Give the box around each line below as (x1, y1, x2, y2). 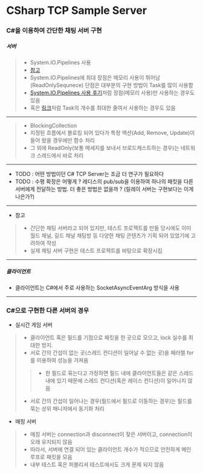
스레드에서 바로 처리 (36, 152, 84, 159)
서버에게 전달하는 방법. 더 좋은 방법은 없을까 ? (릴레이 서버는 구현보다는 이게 (14, 186, 194, 193)
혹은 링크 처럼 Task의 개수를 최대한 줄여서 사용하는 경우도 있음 (30, 104, 176, 112)
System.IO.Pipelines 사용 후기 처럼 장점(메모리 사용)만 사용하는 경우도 (30, 89, 195, 97)
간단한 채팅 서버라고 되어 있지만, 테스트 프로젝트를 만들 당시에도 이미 (30, 224, 192, 232)
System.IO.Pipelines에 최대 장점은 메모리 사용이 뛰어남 (30, 74, 161, 82)
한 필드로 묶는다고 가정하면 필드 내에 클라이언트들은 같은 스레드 (45, 369, 194, 377)
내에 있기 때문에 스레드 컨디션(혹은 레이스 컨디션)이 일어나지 (45, 377, 187, 385)
